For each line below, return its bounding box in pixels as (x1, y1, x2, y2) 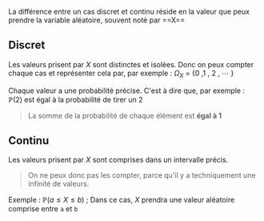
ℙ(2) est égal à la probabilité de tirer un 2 (8, 94, 143, 104)
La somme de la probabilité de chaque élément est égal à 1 (27, 110, 222, 120)
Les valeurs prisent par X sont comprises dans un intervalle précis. (8, 155, 229, 165)
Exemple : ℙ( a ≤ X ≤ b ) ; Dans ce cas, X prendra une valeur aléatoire (8, 195, 235, 205)
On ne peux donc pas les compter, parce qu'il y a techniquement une (27, 171, 256, 180)
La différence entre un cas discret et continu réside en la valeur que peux (8, 7, 250, 16)
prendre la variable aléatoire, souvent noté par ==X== (8, 15, 186, 25)
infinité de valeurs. (27, 179, 90, 189)
